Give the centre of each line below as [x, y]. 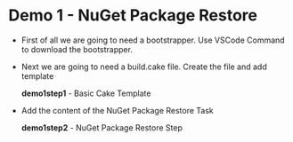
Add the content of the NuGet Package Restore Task [118, 110]
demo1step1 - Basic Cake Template [86, 93]
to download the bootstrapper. [77, 49]
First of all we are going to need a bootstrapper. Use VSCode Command [153, 40]
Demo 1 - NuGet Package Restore [133, 16]
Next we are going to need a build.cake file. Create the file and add [144, 67]
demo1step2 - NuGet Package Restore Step [102, 127]
